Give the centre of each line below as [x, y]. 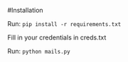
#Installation [26, 10]
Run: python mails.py [39, 51]
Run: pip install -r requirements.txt [64, 24]
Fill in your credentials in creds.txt [57, 37]
